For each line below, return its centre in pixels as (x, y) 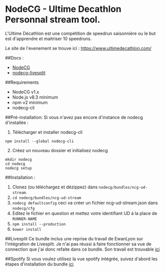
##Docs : (14, 57)
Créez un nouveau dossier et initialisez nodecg (60, 150)
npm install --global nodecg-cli (40, 141)
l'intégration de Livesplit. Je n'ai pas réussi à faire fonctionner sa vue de (78, 244)
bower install (27, 229)
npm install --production (39, 224)
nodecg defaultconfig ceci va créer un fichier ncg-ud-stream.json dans (85, 203)
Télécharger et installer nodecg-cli (47, 132)
